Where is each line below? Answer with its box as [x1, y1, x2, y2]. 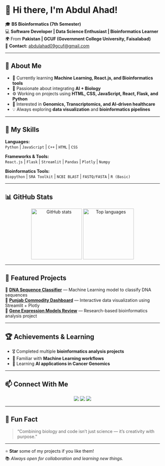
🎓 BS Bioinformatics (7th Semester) [5, 21, 81, 27]
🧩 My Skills [5, 126, 39, 134]
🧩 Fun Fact [5, 415, 38, 424]
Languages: [5, 138, 30, 144]
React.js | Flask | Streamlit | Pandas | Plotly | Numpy [5, 159, 110, 165]
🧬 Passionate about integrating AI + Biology [12, 85, 101, 91]
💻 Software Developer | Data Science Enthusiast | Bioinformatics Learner [5, 28, 159, 34]
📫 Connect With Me [5, 380, 69, 389]
